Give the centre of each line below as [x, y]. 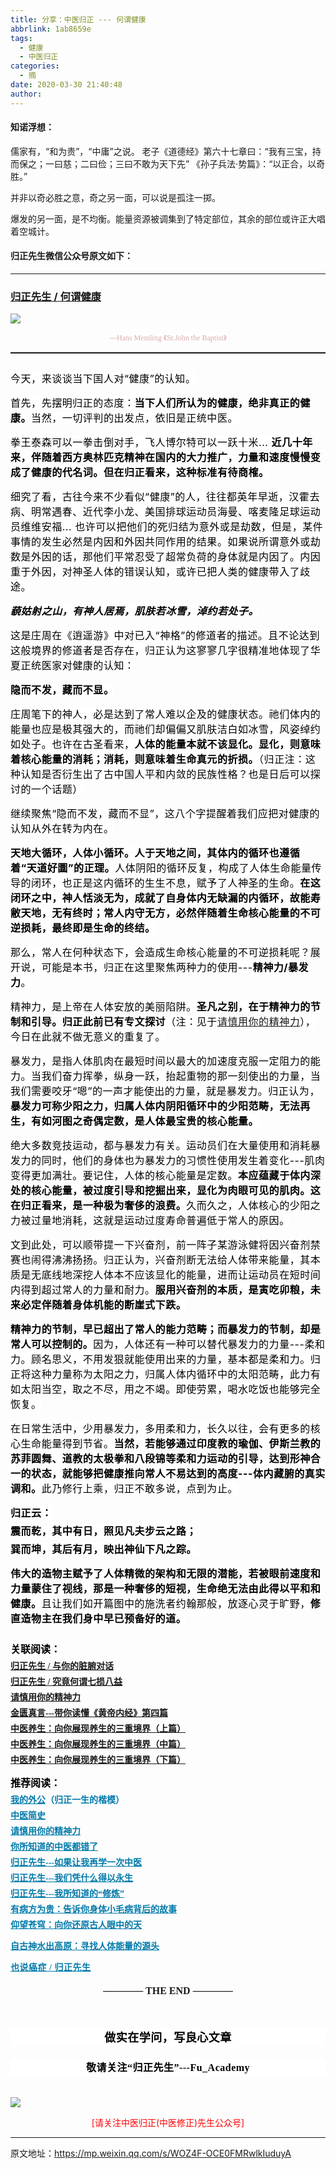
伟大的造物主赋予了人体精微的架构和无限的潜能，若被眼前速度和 [166, 1574]
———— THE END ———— [168, 1991]
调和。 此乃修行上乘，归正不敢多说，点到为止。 [124, 1489]
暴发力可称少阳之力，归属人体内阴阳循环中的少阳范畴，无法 [155, 1106]
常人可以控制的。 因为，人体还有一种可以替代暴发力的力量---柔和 [168, 1344]
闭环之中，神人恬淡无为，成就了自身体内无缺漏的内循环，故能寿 [166, 898]
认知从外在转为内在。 [62, 829]
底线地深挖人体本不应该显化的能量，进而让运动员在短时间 [181, 1275]
